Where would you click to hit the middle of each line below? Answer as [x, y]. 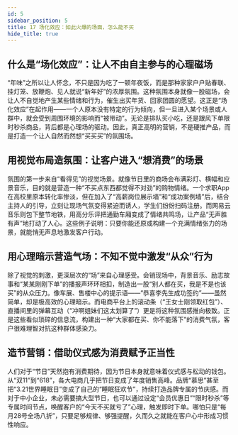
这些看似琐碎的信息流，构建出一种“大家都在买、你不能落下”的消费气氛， [119, 319]
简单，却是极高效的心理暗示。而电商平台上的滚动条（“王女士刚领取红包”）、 [117, 302]
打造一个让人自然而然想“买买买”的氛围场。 [75, 136]
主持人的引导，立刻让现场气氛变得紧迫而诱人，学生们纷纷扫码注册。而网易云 [119, 205]
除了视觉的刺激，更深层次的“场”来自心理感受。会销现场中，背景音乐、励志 [116, 275]
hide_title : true [33, 34]
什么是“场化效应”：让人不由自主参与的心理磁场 [110, 64]
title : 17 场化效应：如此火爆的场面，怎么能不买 [71, 27]
